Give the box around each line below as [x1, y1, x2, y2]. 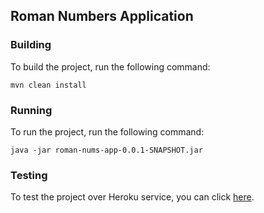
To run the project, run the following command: [10, 125, 205, 138]
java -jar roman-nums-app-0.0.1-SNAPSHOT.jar [10, 145, 203, 155]
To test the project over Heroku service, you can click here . [10, 191, 255, 203]
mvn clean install [10, 80, 87, 90]
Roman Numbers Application [10, 8, 194, 25]
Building [10, 38, 52, 52]
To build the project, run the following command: [10, 60, 211, 73]
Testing [10, 168, 48, 182]
